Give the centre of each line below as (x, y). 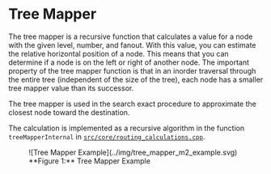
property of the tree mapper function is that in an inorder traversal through (132, 70)
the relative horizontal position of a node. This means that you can (119, 53)
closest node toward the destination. (69, 112)
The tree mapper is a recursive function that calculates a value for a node (131, 36)
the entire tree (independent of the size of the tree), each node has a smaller (136, 79)
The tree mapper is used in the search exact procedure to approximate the (132, 104)
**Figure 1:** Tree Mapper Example (90, 161)
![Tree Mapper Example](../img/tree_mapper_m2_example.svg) (133, 152)
